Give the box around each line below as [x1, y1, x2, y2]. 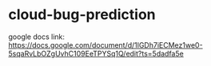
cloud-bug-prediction [8, 6, 156, 24]
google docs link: [8, 32, 66, 41]
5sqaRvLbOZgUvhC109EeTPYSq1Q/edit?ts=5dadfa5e [8, 49, 184, 58]
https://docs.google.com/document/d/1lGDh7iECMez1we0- [8, 40, 203, 49]
